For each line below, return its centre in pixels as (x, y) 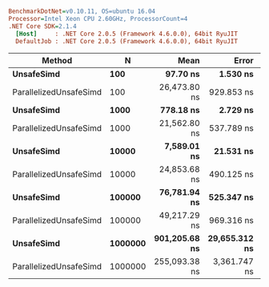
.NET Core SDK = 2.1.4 (43, 26)
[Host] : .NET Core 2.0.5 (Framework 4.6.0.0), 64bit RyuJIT (127, 34)
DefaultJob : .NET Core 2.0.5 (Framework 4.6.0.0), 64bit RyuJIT (127, 41)
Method (57, 61)
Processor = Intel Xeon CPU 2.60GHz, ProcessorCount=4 (98, 18)
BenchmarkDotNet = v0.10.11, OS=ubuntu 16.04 (82, 11)
